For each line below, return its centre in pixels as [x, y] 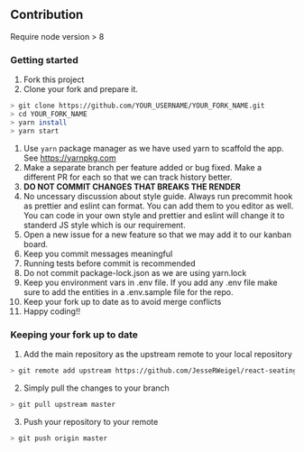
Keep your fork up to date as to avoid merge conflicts [122, 301]
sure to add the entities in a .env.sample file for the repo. [128, 291]
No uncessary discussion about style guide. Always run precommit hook [158, 196]
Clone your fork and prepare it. [81, 89]
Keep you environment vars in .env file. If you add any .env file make [150, 282]
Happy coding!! [52, 311]
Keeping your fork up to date [74, 335]
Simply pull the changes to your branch [96, 388]
